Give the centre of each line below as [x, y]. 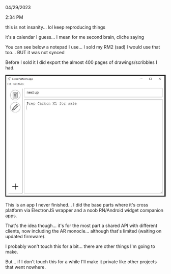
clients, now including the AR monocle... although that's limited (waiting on [83, 231]
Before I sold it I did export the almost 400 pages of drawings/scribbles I [81, 62]
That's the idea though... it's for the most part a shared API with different [81, 226]
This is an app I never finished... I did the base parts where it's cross [77, 205]
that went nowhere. [25, 267]
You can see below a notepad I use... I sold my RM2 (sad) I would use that [83, 47]
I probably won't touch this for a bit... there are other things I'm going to [80, 246]
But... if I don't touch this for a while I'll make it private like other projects [81, 262]
